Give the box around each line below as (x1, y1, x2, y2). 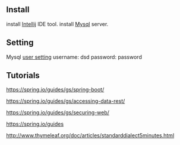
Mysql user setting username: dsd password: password (6, 53, 143, 60)
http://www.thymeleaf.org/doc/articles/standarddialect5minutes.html (6, 132, 175, 139)
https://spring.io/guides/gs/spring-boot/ (6, 86, 105, 94)
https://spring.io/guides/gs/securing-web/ (6, 109, 110, 116)
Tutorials (6, 70, 40, 80)
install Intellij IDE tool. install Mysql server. (6, 20, 109, 27)
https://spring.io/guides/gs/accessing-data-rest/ (6, 98, 125, 105)
